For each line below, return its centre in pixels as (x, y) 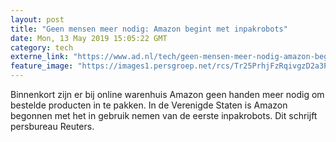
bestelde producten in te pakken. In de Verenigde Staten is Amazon (149, 105)
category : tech (42, 47)
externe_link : (40, 57)
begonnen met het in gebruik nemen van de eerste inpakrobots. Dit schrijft (164, 115)
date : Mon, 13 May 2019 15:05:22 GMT (89, 38)
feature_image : (42, 66)
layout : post (37, 19)
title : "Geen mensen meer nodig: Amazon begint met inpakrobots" (149, 29)
